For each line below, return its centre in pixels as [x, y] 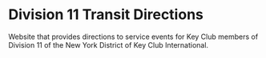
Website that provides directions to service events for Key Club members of [133, 37]
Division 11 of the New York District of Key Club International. [109, 44]
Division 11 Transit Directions [106, 15]
